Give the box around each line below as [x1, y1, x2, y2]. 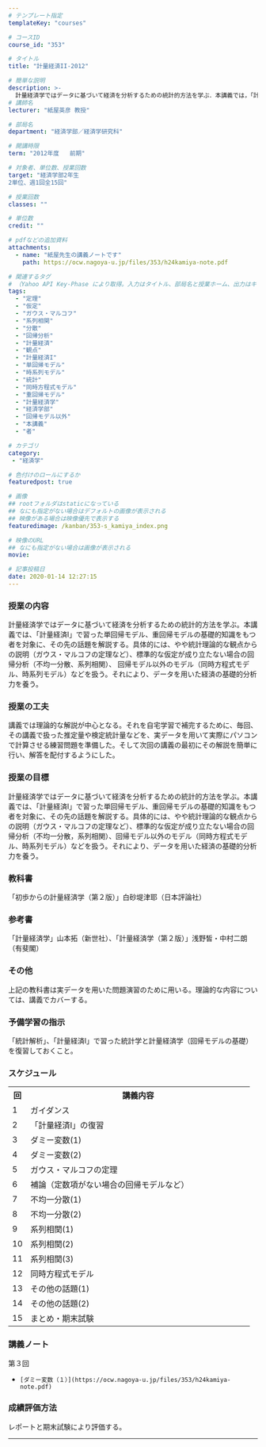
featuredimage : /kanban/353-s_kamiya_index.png [8, 522, 169, 530]
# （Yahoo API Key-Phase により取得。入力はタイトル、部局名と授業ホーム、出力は [8, 280, 251, 288]
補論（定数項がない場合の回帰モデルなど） [30, 1179, 189, 1190]
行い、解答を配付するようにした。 [8, 750, 120, 760]
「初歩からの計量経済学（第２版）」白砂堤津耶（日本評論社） [8, 893, 206, 902]
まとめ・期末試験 [30, 1313, 94, 1324]
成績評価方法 [8, 1403, 58, 1414]
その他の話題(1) [30, 1284, 89, 1295]
